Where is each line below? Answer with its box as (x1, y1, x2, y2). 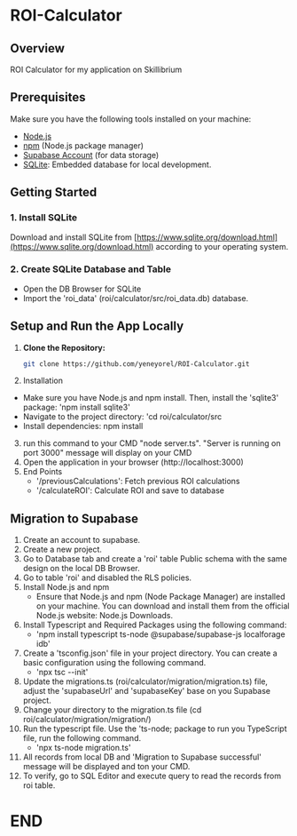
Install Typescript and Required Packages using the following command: (22, 619, 287, 631)
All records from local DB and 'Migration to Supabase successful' (22, 752, 262, 762)
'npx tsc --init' (35, 667, 89, 678)
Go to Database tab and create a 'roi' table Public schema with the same (22, 553, 287, 564)
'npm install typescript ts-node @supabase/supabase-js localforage (35, 629, 286, 640)
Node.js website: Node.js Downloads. (35, 610, 174, 621)
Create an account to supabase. (22, 535, 141, 545)
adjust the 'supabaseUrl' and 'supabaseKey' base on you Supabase (22, 686, 271, 697)
